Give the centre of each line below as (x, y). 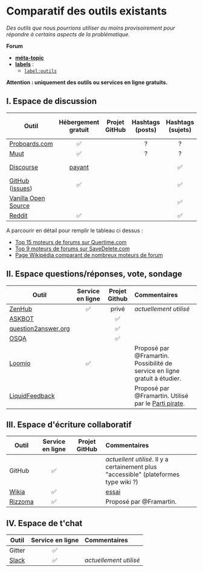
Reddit (19, 215)
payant (79, 167)
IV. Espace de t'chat (44, 523)
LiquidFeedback (32, 395)
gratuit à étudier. (158, 378)
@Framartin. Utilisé (161, 395)
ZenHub (21, 308)
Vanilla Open (27, 198)
